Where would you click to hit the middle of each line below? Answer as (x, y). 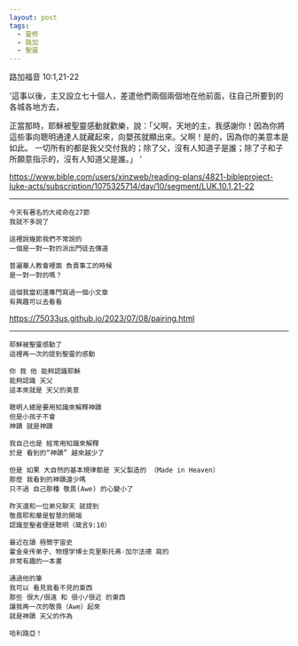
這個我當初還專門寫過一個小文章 (59, 293)
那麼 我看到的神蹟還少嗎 (47, 480)
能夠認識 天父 (31, 381)
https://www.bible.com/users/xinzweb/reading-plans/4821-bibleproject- (141, 177)
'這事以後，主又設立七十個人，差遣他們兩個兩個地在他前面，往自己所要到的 (146, 96)
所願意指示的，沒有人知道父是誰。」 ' (76, 159)
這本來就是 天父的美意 (44, 391)
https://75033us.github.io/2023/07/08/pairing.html (102, 319)
